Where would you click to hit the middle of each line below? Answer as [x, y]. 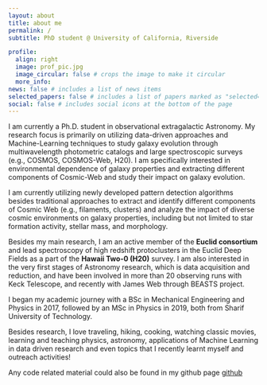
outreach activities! [40, 357]
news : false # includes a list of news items [85, 89]
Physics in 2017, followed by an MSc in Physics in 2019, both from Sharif [126, 308]
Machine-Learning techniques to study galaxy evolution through [113, 143]
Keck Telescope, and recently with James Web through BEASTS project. [126, 284]
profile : [23, 52]
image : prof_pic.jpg [49, 67]
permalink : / [30, 30]
